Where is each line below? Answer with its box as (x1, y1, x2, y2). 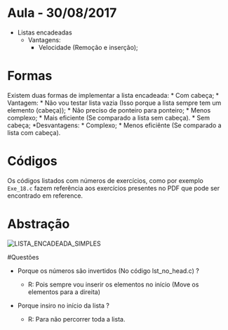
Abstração (7, 216, 70, 231)
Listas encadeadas (17, 28, 72, 37)
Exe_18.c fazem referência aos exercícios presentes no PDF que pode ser (7, 184, 220, 192)
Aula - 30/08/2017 (7, 5, 117, 21)
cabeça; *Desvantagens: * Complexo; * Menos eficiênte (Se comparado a (7, 121, 222, 129)
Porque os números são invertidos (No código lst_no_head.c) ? (17, 266, 200, 275)
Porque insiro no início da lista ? (17, 301, 110, 310)
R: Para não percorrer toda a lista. (27, 315, 126, 323)
